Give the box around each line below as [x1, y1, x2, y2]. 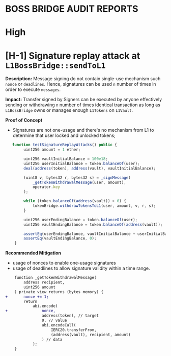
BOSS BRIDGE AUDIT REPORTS [5, 3, 138, 15]
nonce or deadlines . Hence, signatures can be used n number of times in [5, 81, 156, 87]
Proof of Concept [5, 117, 43, 123]
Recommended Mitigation [5, 250, 62, 256]
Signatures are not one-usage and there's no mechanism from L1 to [12, 127, 154, 133]
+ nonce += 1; [5, 294, 49, 299]
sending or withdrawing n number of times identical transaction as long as [5, 102, 160, 108]
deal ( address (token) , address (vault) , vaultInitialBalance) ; [23, 165, 156, 171]
